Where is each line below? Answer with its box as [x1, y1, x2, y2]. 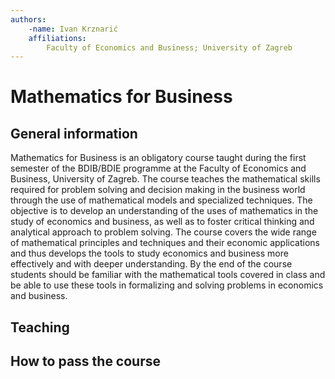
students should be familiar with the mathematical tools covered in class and [10, 269, 326, 281]
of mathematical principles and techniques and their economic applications [10, 237, 320, 249]
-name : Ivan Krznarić [28, 24, 118, 34]
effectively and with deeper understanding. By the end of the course [10, 258, 293, 270]
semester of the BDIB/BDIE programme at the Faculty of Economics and [10, 162, 307, 175]
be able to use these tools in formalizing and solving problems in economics [10, 279, 324, 291]
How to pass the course [10, 353, 162, 370]
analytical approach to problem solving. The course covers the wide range [10, 226, 317, 238]
